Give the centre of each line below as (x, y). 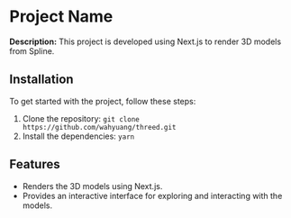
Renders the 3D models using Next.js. (92, 186)
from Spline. (32, 50)
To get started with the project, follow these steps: (103, 101)
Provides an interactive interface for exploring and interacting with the (152, 195)
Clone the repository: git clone (81, 118)
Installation (41, 80)
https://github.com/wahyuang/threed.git (99, 127)
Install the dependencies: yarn (78, 136)
